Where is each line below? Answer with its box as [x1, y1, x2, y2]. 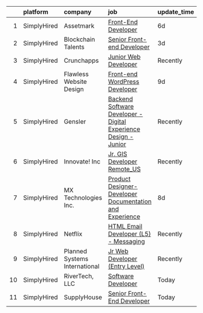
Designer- [108, 182, 138, 191]
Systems [63, 255, 89, 263]
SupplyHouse [63, 293, 103, 301]
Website [63, 78, 88, 86]
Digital [108, 118, 126, 125]
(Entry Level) [108, 262, 145, 270]
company [63, 8, 92, 16]
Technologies [63, 194, 103, 201]
